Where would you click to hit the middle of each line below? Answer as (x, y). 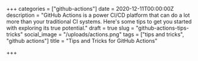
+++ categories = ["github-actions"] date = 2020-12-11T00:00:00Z (90, 9)
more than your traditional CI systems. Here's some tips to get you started (99, 21)
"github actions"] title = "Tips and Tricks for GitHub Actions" (82, 41)
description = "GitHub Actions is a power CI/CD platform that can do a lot (98, 15)
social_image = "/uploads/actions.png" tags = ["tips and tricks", (104, 34)
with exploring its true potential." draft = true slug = (71, 28)
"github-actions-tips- (163, 28)
